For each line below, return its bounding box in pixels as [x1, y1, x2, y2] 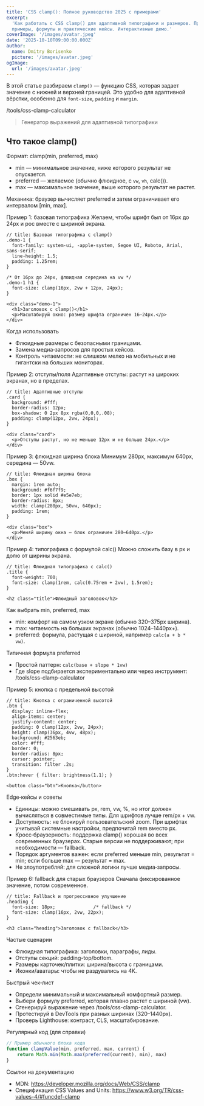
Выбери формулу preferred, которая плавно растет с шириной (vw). [15, 997, 191, 1004]
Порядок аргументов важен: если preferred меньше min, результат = [15, 850, 195, 858]
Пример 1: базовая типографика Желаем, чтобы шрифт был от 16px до [6, 214, 189, 221]
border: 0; [12, 746, 39, 752]
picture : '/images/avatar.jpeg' [12, 54, 94, 60]
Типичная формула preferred [6, 649, 81, 657]
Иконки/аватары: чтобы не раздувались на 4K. [15, 967, 137, 975]
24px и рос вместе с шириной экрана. [6, 220, 106, 228]
